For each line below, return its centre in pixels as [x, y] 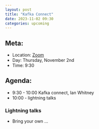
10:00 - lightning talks [34, 98]
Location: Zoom [28, 55]
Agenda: [18, 81]
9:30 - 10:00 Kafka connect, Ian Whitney [53, 92]
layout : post [18, 10]
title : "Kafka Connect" [29, 14]
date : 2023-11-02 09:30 [29, 19]
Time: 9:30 [23, 65]
